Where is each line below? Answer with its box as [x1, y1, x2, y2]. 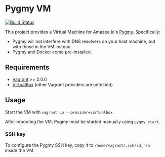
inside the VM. [5, 147, 35, 153]
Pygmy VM [5, 3, 51, 14]
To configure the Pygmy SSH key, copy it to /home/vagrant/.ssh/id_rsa [5, 142, 150, 148]
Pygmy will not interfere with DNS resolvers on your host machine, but [12, 38, 156, 44]
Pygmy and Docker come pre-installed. [12, 49, 92, 55]
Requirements [5, 63, 49, 72]
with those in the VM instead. [12, 43, 72, 49]
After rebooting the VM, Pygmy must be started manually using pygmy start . [5, 118, 161, 124]
